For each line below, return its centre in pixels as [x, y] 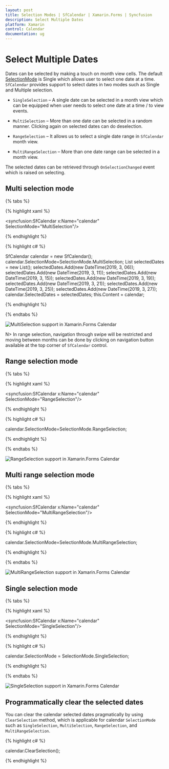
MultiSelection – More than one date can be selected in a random [82, 121]
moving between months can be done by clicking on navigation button [80, 340]
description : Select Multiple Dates [44, 20]
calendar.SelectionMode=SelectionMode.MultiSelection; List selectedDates [85, 261]
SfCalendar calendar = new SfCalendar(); [49, 256]
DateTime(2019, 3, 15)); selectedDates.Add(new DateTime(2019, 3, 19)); [81, 278]
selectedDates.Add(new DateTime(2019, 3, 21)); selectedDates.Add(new [81, 284]
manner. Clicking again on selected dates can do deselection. [78, 126]
